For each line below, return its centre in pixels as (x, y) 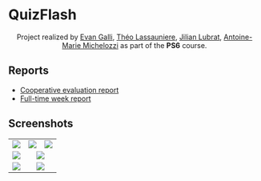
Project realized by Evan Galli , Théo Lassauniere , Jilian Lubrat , (119, 37)
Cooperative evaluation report (69, 90)
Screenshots (41, 124)
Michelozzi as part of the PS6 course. (145, 45)
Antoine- (238, 37)
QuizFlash (43, 15)
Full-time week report (55, 99)
